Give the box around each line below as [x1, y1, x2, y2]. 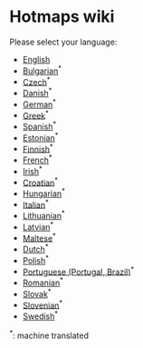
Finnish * [22, 142, 53, 154]
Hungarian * [22, 186, 65, 199]
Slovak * [22, 287, 52, 299]
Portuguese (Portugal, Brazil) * [22, 264, 135, 277]
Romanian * [22, 275, 63, 288]
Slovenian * [22, 298, 63, 311]
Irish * [22, 164, 43, 176]
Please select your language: [9, 36, 118, 47]
